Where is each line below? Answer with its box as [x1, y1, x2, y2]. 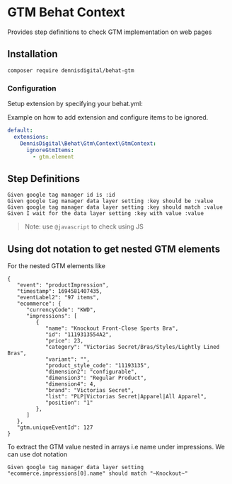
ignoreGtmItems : [25, 146, 74, 154]
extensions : [13, 133, 50, 140]
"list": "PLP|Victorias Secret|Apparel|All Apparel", [45, 393, 207, 401]
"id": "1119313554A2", [45, 331, 112, 338]
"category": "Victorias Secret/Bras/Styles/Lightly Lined [45, 344, 220, 351]
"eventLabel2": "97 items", [16, 294, 100, 301]
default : [7, 127, 33, 134]
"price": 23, [45, 338, 83, 345]
